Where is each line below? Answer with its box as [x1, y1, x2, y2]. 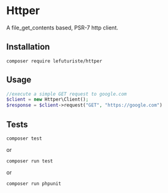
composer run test [6, 158, 53, 164]
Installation [6, 42, 50, 52]
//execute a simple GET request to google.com [6, 91, 127, 97]
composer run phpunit [6, 181, 62, 187]
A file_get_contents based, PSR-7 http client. [6, 24, 119, 31]
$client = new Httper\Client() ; [6, 96, 89, 103]
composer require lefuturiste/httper [6, 58, 103, 64]
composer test [6, 135, 43, 142]
